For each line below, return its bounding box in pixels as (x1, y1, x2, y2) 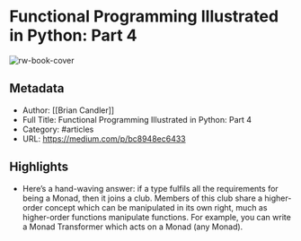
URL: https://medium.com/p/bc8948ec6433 (22, 133, 186, 144)
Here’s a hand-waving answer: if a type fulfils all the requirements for (22, 183, 279, 194)
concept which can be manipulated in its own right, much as (44, 202, 268, 212)
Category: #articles (22, 124, 94, 134)
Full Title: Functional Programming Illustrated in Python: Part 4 (22, 114, 252, 125)
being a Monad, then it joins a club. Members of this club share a (22, 193, 263, 203)
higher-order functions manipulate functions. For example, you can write (22, 211, 292, 222)
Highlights (9, 159, 69, 175)
